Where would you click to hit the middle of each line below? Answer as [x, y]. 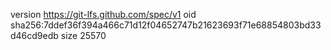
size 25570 [83, 35]
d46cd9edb [34, 35]
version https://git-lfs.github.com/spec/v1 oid [103, 14]
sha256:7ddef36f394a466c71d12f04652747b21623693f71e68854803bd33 [166, 25]
